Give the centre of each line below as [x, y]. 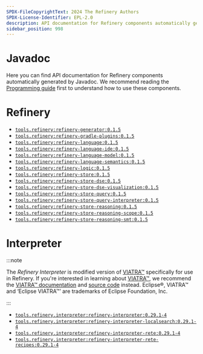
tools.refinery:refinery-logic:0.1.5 [63, 169]
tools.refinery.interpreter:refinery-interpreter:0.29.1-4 [91, 315]
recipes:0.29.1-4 [37, 345]
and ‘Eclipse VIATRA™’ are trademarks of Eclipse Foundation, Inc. [87, 291]
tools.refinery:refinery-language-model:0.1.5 [75, 156]
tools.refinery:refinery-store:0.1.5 [63, 175]
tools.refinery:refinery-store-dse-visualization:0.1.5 [87, 188]
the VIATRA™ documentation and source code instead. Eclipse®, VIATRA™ [97, 285]
